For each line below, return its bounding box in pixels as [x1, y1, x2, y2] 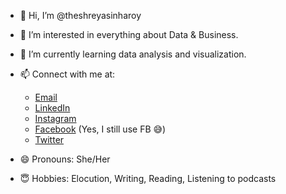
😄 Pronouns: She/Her [19, 153, 111, 165]
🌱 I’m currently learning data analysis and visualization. [19, 48, 247, 60]
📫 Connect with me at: [19, 68, 116, 80]
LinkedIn [34, 102, 71, 114]
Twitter [34, 134, 65, 145]
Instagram [34, 113, 77, 124]
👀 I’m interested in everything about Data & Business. [19, 29, 239, 40]
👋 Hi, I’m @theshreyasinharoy [19, 10, 142, 21]
